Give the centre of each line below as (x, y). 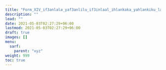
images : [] (16, 37)
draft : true (17, 33)
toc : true (15, 60)
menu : (11, 42)
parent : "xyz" (28, 51)
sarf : (15, 46)
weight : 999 (17, 55)
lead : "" (14, 19)
